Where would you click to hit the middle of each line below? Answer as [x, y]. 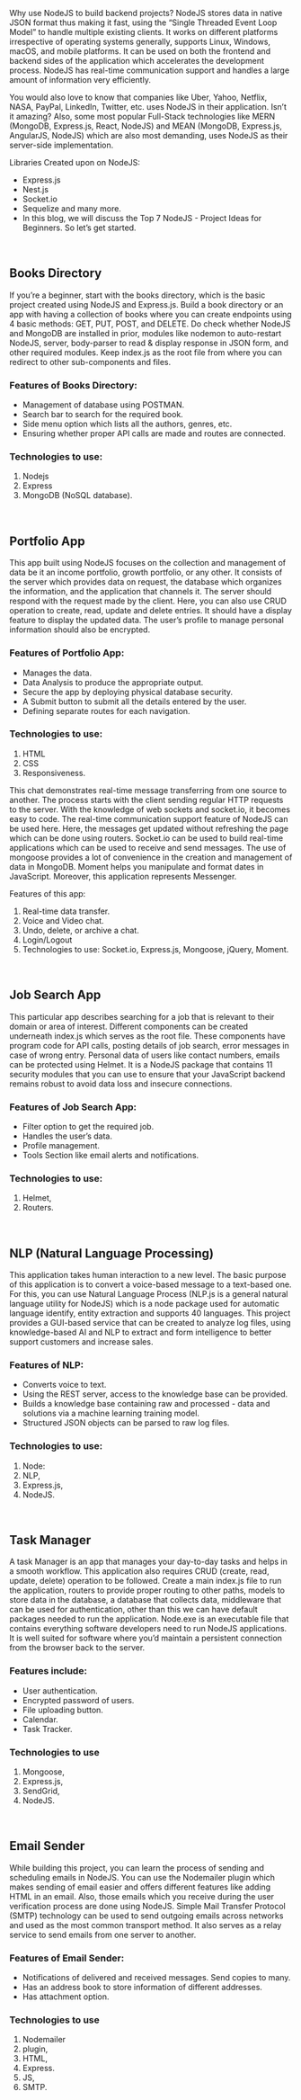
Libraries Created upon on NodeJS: [75, 162]
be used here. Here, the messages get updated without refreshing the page [149, 828]
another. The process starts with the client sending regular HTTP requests [146, 800]
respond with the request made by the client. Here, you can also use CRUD [148, 601]
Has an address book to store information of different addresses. [142, 1988]
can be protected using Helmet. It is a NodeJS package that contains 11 [141, 1064]
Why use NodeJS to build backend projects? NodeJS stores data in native [146, 13]
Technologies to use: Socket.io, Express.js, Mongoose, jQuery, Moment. [155, 949]
